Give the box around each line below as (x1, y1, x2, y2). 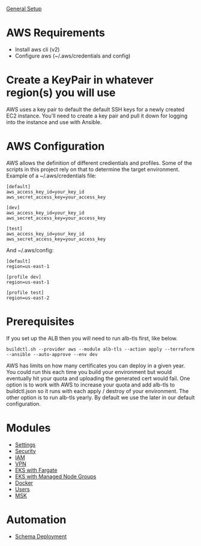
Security (14, 447, 36, 454)
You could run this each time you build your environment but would (6, 368, 172, 375)
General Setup (6, 5, 42, 12)
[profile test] (6, 289, 44, 295)
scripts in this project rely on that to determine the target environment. (6, 165, 180, 173)
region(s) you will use (6, 86, 116, 99)
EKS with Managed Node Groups (14, 473, 97, 480)
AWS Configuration (6, 140, 105, 153)
